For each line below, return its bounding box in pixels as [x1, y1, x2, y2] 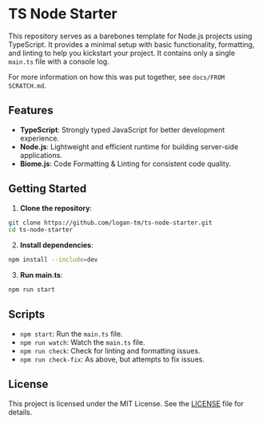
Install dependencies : [19, 240, 93, 250]
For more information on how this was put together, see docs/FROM [8, 72, 225, 81]
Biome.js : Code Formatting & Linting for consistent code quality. [19, 159, 232, 168]
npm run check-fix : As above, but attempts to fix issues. [19, 354, 205, 364]
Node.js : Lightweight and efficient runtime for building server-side [19, 141, 239, 152]
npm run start [8, 286, 56, 294]
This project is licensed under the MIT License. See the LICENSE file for [8, 398, 244, 408]
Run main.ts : [19, 271, 63, 280]
